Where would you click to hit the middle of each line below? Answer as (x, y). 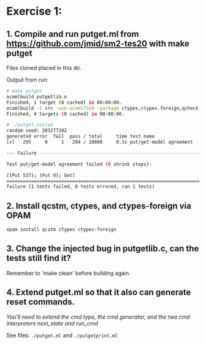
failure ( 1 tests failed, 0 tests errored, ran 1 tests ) (81, 187)
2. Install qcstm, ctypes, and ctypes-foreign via (99, 206)
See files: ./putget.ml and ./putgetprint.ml (62, 335)
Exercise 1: (34, 11)
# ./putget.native (30, 125)
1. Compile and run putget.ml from (73, 34)
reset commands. (41, 302)
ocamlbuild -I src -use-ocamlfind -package (63, 108)
